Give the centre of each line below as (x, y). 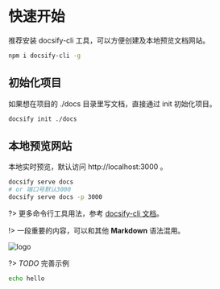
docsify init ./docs (43, 119)
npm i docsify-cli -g (45, 56)
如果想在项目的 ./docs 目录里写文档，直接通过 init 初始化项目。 (112, 103)
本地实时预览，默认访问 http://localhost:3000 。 (88, 167)
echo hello (27, 279)
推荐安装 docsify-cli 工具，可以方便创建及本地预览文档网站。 (109, 40)
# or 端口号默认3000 (39, 190)
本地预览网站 (40, 146)
